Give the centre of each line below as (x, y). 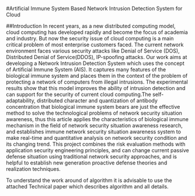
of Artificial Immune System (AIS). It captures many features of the (86, 69)
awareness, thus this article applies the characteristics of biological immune (97, 119)
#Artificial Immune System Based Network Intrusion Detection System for (94, 8)
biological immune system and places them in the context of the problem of (97, 76)
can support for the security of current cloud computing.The (79, 94)
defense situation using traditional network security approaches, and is (91, 157)
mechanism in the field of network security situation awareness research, (94, 125)
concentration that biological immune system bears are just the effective (93, 107)
